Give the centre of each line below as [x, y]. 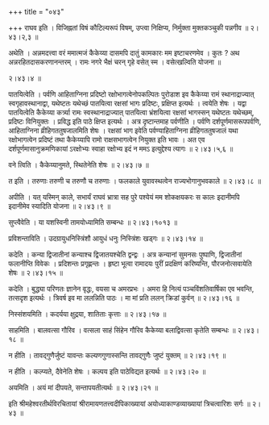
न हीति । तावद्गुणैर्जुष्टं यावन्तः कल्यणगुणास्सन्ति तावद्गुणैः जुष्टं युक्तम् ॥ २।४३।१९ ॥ [117, 355]
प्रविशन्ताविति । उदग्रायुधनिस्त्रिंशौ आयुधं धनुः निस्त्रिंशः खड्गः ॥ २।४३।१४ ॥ [106, 238]
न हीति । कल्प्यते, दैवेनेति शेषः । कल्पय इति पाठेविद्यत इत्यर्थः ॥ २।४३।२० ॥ [107, 371]
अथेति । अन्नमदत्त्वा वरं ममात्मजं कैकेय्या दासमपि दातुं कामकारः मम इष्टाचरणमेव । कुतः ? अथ [124, 53]
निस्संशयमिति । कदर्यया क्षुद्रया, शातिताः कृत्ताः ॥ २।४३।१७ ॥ [87, 314]
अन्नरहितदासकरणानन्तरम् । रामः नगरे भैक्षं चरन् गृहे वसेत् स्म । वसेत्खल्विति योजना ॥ [115, 62]
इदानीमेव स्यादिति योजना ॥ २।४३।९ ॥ [60, 206]
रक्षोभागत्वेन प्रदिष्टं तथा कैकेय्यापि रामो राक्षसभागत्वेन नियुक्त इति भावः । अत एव [107, 140]
